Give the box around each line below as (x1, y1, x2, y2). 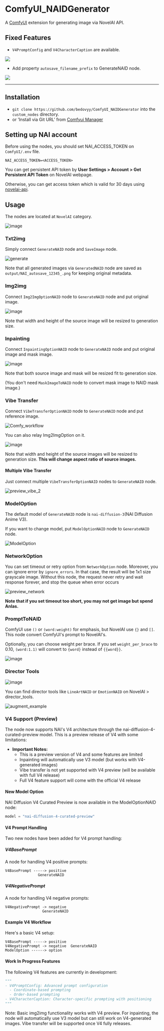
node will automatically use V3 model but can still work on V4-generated (5, 1015, 151, 1021)
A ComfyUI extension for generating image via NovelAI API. (5, 20, 124, 25)
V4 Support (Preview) (5, 715, 58, 722)
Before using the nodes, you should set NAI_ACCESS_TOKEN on (5, 143, 134, 149)
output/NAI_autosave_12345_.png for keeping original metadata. (5, 270, 133, 276)
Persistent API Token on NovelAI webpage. (5, 172, 93, 178)
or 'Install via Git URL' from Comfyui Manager (12, 116, 103, 122)
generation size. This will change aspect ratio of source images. (5, 456, 137, 462)
